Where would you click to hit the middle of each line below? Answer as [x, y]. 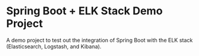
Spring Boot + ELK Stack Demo [84, 11]
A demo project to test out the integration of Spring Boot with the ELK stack [99, 40]
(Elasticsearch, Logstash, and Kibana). [54, 46]
